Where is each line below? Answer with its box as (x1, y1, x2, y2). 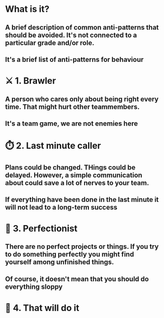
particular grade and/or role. (5, 39, 95, 47)
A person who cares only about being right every (5, 95, 159, 103)
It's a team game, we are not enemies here (5, 119, 138, 128)
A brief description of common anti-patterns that (5, 23, 159, 32)
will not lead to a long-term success (5, 203, 118, 211)
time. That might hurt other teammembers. (5, 102, 140, 111)
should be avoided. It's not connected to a (5, 31, 137, 39)
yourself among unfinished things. (5, 258, 114, 267)
